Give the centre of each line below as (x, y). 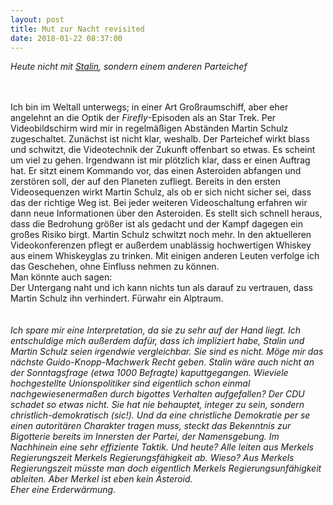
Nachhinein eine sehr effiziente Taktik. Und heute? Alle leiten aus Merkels (162, 447)
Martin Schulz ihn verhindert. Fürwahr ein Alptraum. (117, 298)
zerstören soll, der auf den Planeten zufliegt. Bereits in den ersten (145, 182)
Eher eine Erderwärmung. (63, 490)
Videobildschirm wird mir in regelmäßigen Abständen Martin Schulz (149, 128)
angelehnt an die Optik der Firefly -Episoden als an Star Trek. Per (143, 118)
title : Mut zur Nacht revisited (77, 29)
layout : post (37, 19)
